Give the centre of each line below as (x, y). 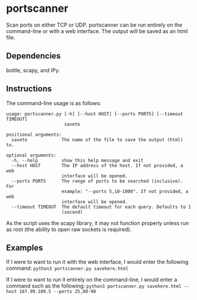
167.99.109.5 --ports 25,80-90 (58, 292)
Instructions (29, 89)
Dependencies (33, 56)
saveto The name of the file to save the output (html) (97, 140)
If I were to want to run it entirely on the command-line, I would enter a (92, 280)
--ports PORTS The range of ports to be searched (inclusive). (97, 181)
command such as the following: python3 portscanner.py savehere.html (94, 286)
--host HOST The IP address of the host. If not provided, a (97, 165)
